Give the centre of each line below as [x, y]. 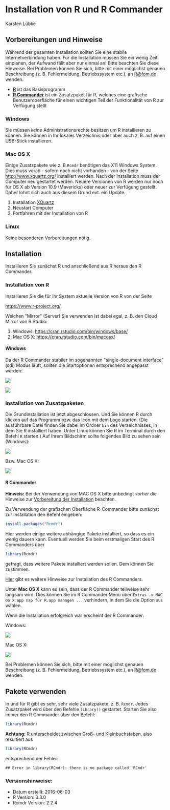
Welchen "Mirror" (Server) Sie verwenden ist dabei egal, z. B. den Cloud [81, 316]
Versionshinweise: [29, 781]
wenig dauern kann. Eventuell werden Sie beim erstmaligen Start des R [80, 539]
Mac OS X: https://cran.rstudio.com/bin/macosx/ [64, 337]
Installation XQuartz [33, 202]
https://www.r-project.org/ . [34, 306]
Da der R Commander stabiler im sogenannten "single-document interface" [84, 360]
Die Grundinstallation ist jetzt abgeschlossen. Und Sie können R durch [79, 414]
